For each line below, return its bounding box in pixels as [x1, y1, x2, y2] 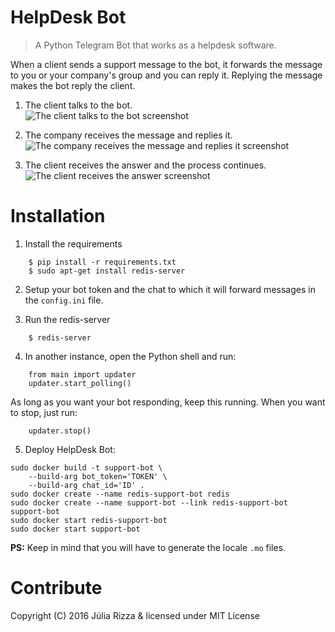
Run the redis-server [24, 313, 111, 325]
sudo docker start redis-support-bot [10, 515, 168, 525]
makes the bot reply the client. [10, 79, 136, 91]
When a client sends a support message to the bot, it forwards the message [10, 58, 323, 70]
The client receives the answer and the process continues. [24, 159, 267, 171]
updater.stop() [28, 426, 92, 436]
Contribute [10, 577, 103, 600]
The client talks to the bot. [24, 99, 133, 111]
